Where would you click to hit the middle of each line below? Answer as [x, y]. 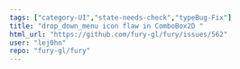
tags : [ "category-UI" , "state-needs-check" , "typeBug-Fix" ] [120, 17]
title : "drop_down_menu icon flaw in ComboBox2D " [106, 26]
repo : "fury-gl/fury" [50, 51]
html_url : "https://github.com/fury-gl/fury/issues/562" [119, 34]
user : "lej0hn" [38, 43]
